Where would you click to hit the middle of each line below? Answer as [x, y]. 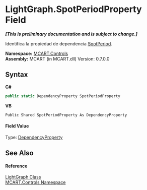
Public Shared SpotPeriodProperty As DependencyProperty [66, 115]
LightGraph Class [23, 177]
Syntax [17, 75]
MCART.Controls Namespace [35, 182]
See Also [19, 153]
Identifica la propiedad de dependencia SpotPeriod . [59, 43]
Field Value [17, 126]
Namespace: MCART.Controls [36, 53]
